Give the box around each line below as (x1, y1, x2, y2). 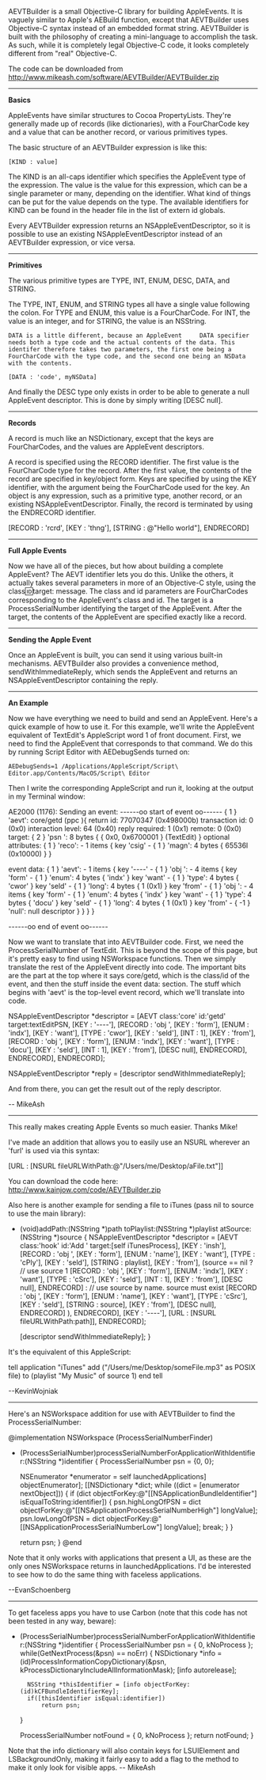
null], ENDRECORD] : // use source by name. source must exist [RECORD (19, 1283, 257, 1292)
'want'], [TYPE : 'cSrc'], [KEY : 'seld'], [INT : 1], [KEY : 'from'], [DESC (19, 1274, 243, 1284)
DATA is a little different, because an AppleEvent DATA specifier (8, 332, 249, 340)
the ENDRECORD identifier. (8, 508, 97, 517)
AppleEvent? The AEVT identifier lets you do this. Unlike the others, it (8, 570, 234, 579)
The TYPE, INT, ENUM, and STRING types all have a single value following (8, 300, 250, 309)
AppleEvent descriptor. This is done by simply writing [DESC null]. (8, 396, 223, 404)
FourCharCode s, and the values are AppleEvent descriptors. (8, 442, 204, 451)
